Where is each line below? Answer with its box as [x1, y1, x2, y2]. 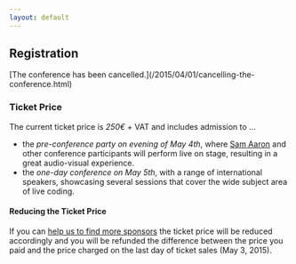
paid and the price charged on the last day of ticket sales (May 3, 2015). [9, 244, 273, 255]
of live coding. [21, 186, 76, 196]
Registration [9, 46, 79, 61]
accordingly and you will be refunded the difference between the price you [9, 235, 284, 245]
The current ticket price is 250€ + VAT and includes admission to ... [9, 121, 256, 132]
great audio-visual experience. [21, 157, 135, 168]
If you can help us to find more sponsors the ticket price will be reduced [9, 226, 273, 236]
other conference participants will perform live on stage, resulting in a [21, 148, 278, 158]
